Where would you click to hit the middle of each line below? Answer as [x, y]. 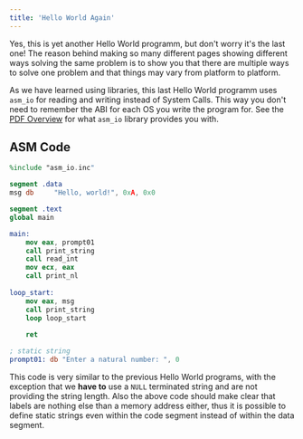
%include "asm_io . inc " [52, 168]
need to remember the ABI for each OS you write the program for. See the [147, 109]
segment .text [36, 209]
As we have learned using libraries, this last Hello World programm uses [143, 90]
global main [32, 217]
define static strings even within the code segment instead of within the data [152, 415]
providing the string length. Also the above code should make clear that [142, 396]
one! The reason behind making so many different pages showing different [148, 53]
